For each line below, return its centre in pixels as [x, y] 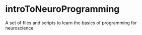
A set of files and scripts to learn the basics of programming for [71, 23]
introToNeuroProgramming [62, 9]
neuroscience [19, 28]
